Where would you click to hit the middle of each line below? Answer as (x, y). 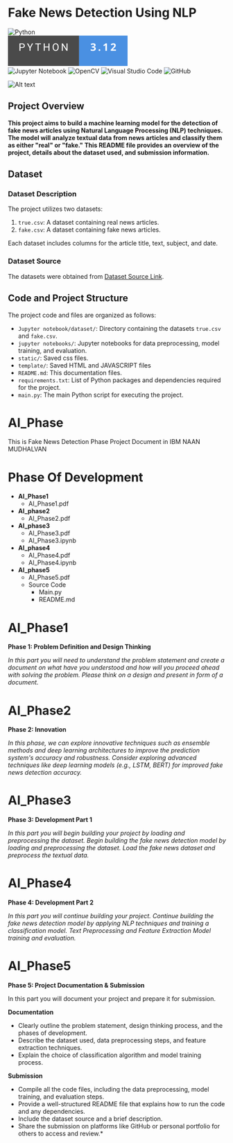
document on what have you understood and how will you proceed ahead (114, 668)
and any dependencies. (51, 1112)
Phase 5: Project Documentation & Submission (76, 986)
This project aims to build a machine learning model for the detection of (113, 123)
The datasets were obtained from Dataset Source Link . (86, 276)
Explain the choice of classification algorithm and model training (110, 1055)
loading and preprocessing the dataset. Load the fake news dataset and (112, 848)
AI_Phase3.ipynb (52, 541)
